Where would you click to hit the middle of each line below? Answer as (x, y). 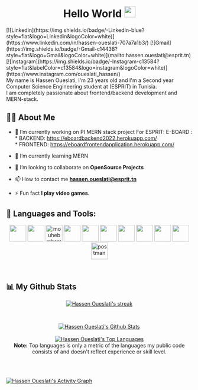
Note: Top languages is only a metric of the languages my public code (99, 346)
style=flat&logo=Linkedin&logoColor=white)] (60, 36)
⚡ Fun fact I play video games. (52, 193)
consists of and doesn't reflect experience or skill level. (99, 352)
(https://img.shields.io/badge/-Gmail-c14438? (62, 49)
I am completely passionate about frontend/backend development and (92, 93)
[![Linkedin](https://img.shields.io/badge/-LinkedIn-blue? (75, 30)
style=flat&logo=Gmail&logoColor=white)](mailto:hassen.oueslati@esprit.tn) (98, 55)
